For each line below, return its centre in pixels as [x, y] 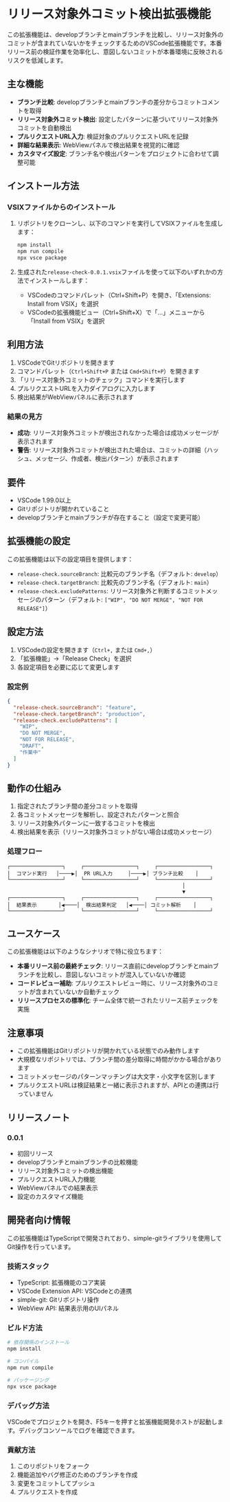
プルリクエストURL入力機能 [56, 1179]
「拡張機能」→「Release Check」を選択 [74, 658]
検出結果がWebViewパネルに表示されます [76, 397]
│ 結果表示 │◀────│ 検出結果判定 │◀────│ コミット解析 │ [102, 905]
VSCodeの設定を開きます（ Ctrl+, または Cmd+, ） [87, 650]
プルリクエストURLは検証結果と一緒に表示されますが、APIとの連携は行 [118, 1085]
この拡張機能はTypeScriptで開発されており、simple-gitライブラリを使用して [115, 1238]
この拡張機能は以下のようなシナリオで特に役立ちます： [85, 952]
